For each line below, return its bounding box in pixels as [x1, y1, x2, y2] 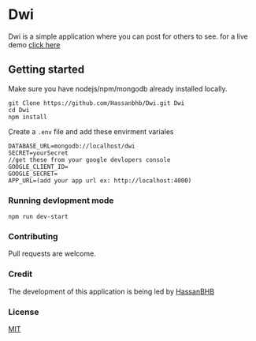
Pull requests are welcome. [8, 249, 96, 258]
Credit [8, 268, 33, 279]
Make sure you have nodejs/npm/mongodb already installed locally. [8, 84, 228, 93]
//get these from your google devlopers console [8, 156, 171, 163]
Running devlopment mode [8, 195, 114, 206]
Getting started [8, 63, 85, 77]
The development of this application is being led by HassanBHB [8, 287, 215, 296]
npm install [8, 113, 47, 121]
